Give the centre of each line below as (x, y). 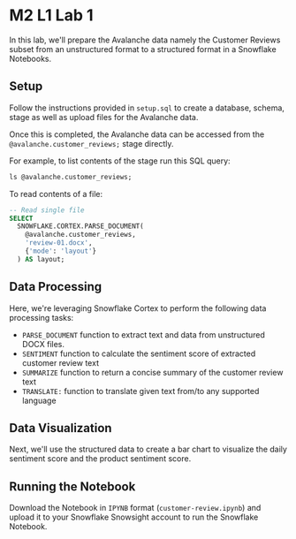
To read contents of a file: (56, 194)
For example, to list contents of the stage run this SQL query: (120, 161)
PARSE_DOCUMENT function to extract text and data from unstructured (143, 334)
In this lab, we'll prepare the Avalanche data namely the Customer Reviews (145, 40)
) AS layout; (41, 259)
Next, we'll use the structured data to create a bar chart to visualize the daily (148, 449)
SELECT (21, 218)
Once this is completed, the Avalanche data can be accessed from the (137, 134)
